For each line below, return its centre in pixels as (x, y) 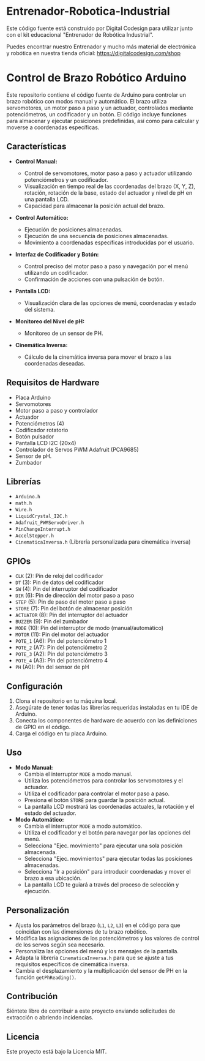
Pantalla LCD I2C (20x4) (46, 443)
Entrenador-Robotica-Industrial (88, 11)
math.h (24, 503)
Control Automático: (42, 217)
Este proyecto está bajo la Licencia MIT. (57, 1052)
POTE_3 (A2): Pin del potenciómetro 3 (61, 654)
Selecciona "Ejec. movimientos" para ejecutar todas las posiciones (108, 858)
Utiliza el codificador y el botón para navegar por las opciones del (107, 832)
